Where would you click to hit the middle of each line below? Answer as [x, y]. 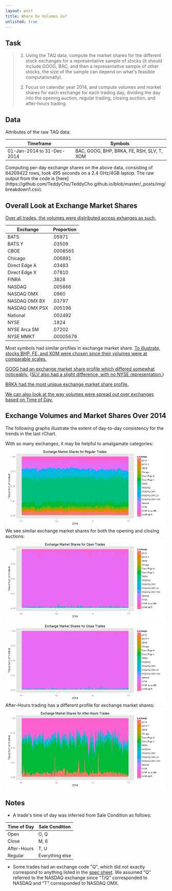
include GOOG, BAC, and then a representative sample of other [92, 66]
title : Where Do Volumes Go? [36, 16]
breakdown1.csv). [24, 189]
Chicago [16, 258]
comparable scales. [26, 359]
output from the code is [30, 179]
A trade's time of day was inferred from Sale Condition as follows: [82, 815]
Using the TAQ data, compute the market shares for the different [93, 55]
